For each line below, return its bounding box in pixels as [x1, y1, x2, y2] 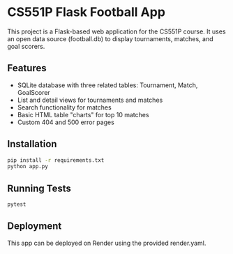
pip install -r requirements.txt [7, 156, 105, 164]
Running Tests [7, 182, 71, 194]
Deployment [7, 221, 62, 232]
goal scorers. [7, 42, 45, 50]
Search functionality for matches [17, 103, 112, 112]
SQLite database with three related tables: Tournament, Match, [17, 81, 198, 89]
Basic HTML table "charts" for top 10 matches [17, 110, 149, 119]
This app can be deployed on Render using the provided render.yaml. [7, 239, 206, 247]
